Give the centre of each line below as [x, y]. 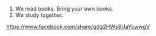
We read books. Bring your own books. [64, 9]
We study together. [39, 15]
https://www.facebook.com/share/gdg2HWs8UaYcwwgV [78, 27]
